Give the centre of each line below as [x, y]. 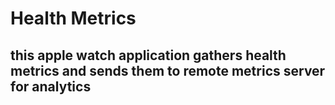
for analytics [51, 86]
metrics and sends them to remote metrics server [168, 70]
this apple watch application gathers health [148, 55]
